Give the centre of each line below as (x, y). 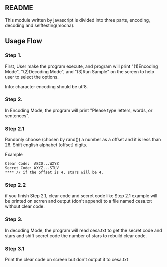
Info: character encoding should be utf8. (47, 86)
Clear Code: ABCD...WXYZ (32, 164)
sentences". (17, 116)
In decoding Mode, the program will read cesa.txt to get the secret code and (83, 230)
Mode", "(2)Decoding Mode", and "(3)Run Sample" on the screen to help (80, 71)
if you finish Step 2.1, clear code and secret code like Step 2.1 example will (81, 196)
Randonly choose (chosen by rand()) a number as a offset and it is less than (83, 140)
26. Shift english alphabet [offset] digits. (46, 145)
